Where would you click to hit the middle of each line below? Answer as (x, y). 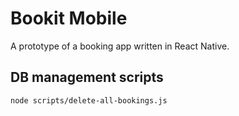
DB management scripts (87, 77)
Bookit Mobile (69, 18)
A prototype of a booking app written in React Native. (120, 46)
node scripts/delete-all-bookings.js (89, 100)
